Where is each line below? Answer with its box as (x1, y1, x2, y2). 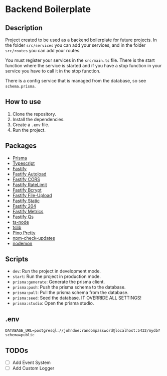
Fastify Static (12, 198, 40, 204)
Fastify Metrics (12, 208, 44, 214)
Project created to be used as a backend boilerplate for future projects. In (5, 37, 157, 43)
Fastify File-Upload (12, 192, 52, 198)
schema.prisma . (5, 83, 36, 89)
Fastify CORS (12, 176, 40, 182)
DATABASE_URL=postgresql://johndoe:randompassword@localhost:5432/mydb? (5, 328, 160, 333)
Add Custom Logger (12, 365, 55, 371)
